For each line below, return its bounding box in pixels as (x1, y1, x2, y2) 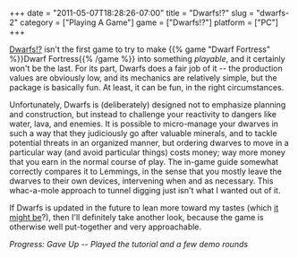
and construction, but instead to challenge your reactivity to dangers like (9, 109, 277, 119)
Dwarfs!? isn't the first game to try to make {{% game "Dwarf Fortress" (9, 44, 271, 55)
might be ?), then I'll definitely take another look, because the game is (9, 212, 264, 222)
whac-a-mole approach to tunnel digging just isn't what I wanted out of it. (9, 185, 281, 195)
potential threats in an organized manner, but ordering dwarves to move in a (9, 138, 289, 148)
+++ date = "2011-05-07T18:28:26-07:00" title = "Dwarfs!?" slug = (9, 8, 255, 18)
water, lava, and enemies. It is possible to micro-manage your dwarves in (9, 118, 279, 129)
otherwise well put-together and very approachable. (9, 221, 202, 232)
